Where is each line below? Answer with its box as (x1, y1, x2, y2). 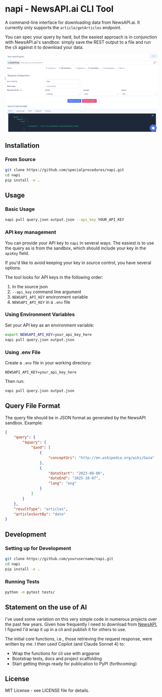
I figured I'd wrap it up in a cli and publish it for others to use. (5, 626, 127, 632)
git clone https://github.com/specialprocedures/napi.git (5, 167, 124, 173)
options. (5, 265, 22, 270)
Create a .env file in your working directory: (5, 360, 92, 365)
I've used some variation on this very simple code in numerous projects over (5, 616, 157, 622)
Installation (5, 141, 40, 149)
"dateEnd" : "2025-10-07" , (48, 476, 101, 481)
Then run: (5, 378, 25, 384)
